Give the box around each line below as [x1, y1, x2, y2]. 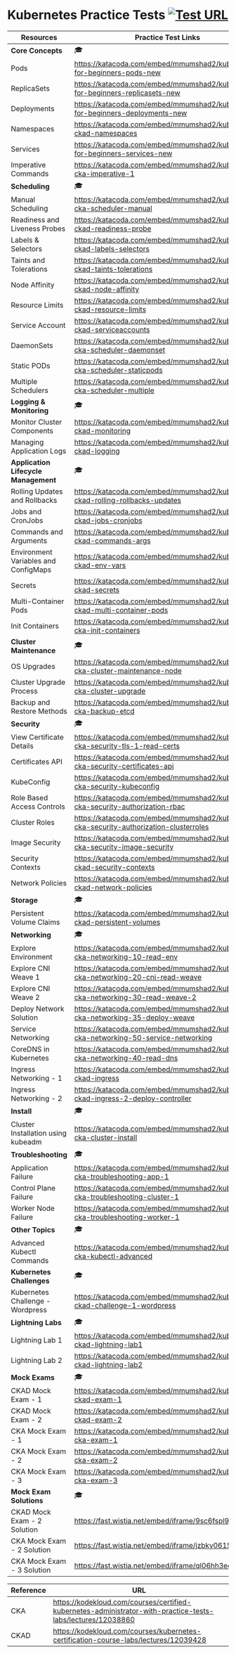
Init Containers [11, 621, 60, 631]
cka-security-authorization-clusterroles [74, 821, 209, 831]
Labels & [11, 235, 40, 245]
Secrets [11, 580, 37, 590]
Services [11, 144, 40, 154]
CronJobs [11, 515, 44, 525]
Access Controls [11, 802, 65, 812]
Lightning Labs [11, 1318, 62, 1328]
